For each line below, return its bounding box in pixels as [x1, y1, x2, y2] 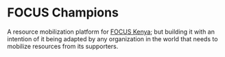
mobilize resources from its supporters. [7, 42, 119, 50]
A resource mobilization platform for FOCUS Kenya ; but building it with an [7, 27, 215, 36]
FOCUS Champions [7, 5, 119, 21]
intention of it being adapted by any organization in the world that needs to [7, 34, 218, 43]
